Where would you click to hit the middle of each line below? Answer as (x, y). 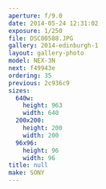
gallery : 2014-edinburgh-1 (53, 46)
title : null (28, 166)
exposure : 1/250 (35, 31)
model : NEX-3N (32, 61)
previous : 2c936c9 (39, 83)
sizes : (19, 90)
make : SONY (26, 173)
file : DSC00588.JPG (41, 38)
